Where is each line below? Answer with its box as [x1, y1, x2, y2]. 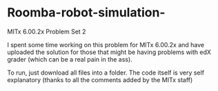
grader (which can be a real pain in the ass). [7, 55, 132, 63]
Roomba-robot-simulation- [7, 5, 166, 21]
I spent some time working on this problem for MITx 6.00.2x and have [7, 40, 205, 49]
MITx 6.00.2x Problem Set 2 [7, 27, 86, 36]
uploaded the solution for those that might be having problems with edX [7, 48, 212, 56]
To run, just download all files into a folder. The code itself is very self [7, 68, 205, 77]
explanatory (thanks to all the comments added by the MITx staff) [7, 75, 193, 83]
